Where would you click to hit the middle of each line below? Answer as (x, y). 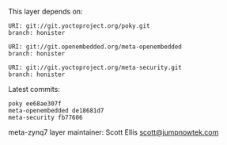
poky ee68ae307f (35, 104)
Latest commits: (34, 89)
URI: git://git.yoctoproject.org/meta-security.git (95, 67)
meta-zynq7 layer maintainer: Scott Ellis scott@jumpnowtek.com (114, 132)
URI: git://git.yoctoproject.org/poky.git (79, 26)
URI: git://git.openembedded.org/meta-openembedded (95, 47)
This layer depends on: (45, 11)
